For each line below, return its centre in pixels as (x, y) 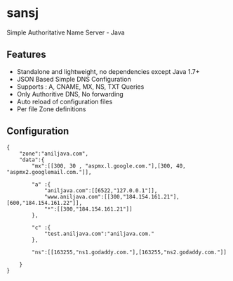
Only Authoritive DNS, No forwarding (70, 94)
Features (26, 55)
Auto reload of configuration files (65, 101)
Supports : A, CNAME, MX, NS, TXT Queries (80, 87)
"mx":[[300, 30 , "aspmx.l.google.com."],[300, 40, (109, 166)
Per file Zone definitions (51, 109)
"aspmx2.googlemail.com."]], (49, 172)
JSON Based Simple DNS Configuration (74, 79)
